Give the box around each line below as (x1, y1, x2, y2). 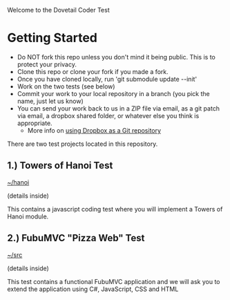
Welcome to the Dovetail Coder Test (7, 6, 110, 14)
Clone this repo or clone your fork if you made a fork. (17, 67, 169, 75)
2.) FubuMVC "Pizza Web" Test (7, 232, 145, 244)
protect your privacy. (17, 60, 77, 68)
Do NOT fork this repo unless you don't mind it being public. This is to (17, 53, 216, 61)
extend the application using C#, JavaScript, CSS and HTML (7, 285, 179, 293)
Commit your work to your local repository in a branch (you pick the (17, 89, 210, 97)
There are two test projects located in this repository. (7, 140, 158, 148)
